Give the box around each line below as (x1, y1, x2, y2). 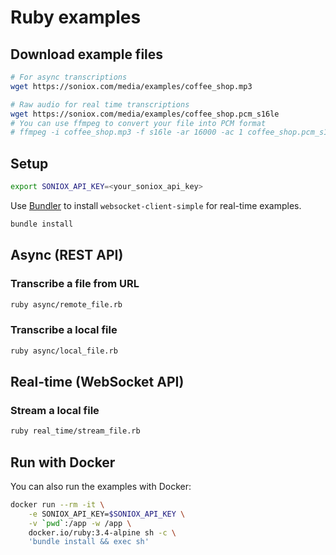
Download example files (10, 46, 164, 63)
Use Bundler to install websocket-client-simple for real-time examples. (10, 199, 302, 211)
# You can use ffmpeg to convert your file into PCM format (10, 118, 267, 128)
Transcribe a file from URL (10, 277, 140, 291)
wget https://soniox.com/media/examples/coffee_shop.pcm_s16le (10, 109, 280, 119)
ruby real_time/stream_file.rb (10, 426, 141, 436)
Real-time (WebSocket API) (10, 373, 185, 390)
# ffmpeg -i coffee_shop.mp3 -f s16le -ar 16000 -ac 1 (10, 127, 244, 138)
